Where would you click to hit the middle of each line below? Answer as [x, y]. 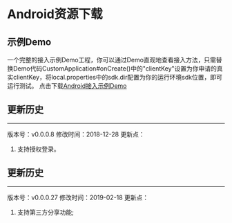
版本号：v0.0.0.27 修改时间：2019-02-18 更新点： [78, 197]
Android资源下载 [55, 14]
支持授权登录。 [38, 149]
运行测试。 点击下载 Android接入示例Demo [67, 86]
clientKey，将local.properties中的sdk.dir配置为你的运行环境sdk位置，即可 [117, 77]
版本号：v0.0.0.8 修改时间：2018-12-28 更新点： [76, 134]
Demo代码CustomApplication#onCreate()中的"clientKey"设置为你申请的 [115, 69]
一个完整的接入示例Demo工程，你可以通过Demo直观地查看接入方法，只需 [112, 60]
